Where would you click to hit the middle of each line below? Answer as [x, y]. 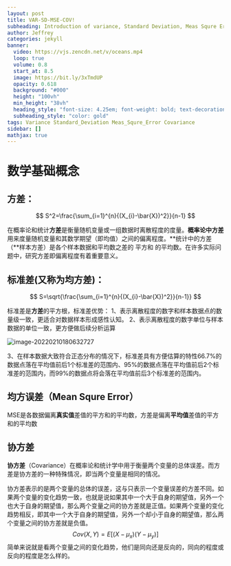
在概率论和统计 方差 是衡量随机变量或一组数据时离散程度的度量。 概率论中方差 [115, 230]
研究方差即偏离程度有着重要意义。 [73, 256]
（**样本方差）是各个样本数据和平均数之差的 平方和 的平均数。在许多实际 [111, 247]
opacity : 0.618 [35, 84]
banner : [18, 45]
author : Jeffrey [30, 33]
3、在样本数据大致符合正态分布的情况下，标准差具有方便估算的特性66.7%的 [114, 356]
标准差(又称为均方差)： [56, 280]
